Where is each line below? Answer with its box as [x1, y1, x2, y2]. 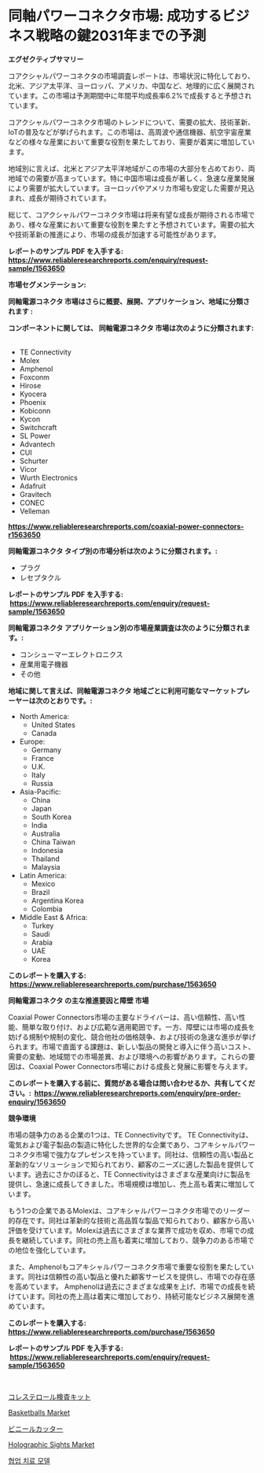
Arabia [31, 937, 53, 947]
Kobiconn [19, 406, 51, 415]
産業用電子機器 [19, 659, 68, 669]
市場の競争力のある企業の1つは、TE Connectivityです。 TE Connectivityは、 [8, 1130, 253, 1139]
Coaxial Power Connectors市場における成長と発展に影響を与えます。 [28, 1061, 252, 1071]
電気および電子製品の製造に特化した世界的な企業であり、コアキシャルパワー [8, 1140, 256, 1149]
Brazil [31, 887, 50, 896]
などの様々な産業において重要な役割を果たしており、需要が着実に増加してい [8, 137, 255, 147]
